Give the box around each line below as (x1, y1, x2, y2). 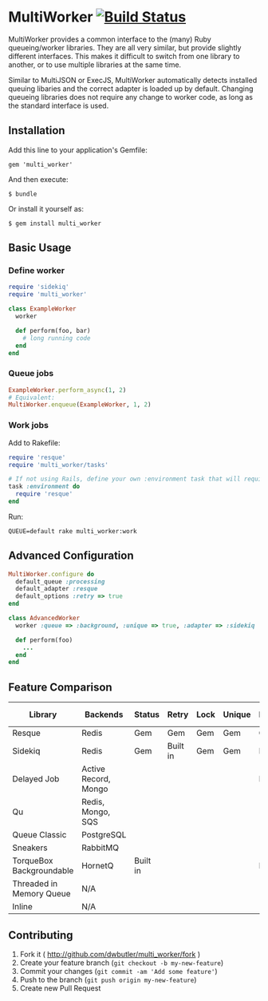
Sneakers (12, 842, 48, 853)
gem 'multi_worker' (8, 160, 73, 168)
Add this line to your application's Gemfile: (8, 144, 148, 155)
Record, (81, 773, 111, 785)
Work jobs (8, 420, 49, 431)
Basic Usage (8, 241, 72, 255)
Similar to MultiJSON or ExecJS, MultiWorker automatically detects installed (8, 75, 258, 85)
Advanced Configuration (8, 549, 134, 563)
